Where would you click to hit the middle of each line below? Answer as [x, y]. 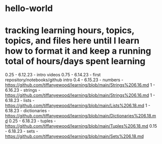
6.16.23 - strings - [23, 90]
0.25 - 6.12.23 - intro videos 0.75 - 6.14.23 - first [53, 75]
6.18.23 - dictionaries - [27, 111]
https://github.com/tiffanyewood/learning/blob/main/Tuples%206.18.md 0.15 [81, 126]
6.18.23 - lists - [20, 101]
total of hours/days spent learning [75, 61]
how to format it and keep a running [78, 51]
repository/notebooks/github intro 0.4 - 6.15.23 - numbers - [64, 80]
